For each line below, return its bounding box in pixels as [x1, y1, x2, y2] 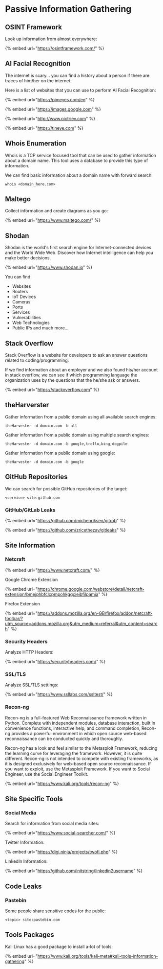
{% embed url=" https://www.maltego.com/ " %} [5, 217, 101, 223]
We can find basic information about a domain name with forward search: [5, 172, 153, 178]
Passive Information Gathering [5, 3, 132, 15]
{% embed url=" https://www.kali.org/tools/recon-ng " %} [5, 781, 119, 786]
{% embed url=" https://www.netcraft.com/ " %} [5, 567, 100, 573]
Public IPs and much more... [12, 325, 69, 331]
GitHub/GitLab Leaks [5, 507, 56, 513]
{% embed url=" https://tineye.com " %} [5, 125, 84, 131]
